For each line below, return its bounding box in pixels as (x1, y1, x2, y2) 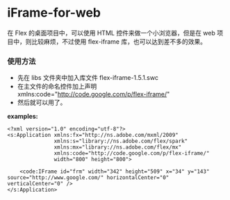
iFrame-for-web (7, 5, 101, 21)
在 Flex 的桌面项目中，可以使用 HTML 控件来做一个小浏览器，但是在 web (7, 28, 215, 37)
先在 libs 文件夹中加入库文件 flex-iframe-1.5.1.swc (17, 74, 158, 82)
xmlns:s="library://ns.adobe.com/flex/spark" (54, 137, 188, 145)
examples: (7, 112, 38, 121)
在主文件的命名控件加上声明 (17, 82, 97, 91)
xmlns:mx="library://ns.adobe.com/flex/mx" (54, 144, 182, 151)
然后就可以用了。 (17, 99, 67, 107)
